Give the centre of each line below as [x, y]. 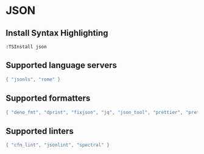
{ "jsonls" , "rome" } [33, 79]
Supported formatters [48, 99]
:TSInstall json [26, 47]
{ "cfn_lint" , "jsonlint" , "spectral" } [58, 145]
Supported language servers [61, 65]
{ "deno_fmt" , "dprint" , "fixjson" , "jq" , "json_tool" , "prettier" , [94, 112]
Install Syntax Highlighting [57, 33]
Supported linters [40, 131]
